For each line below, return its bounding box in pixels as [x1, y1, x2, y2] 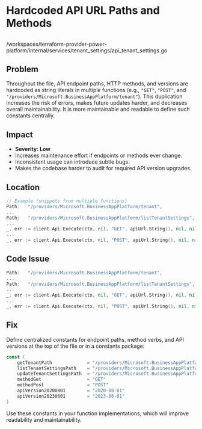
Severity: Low [14, 146, 51, 153]
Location [6, 182, 40, 193]
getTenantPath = [17, 359, 90, 366]
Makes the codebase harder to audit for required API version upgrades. [14, 165, 192, 172]
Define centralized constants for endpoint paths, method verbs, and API [6, 336, 185, 343]
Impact [6, 129, 33, 140]
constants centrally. [6, 112, 55, 119]
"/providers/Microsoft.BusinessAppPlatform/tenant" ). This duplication [6, 93, 183, 100]
